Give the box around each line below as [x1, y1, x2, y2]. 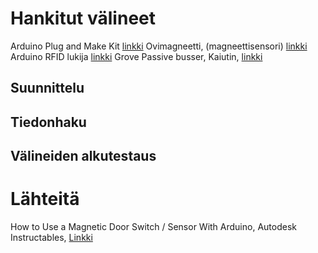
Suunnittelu [10, 80, 85, 97]
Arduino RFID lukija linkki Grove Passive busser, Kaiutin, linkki [10, 50, 263, 62]
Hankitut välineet [10, 7, 156, 30]
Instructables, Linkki [10, 232, 93, 244]
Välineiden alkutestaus [10, 148, 157, 165]
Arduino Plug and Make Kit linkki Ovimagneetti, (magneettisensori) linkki [10, 40, 308, 52]
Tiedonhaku [10, 113, 87, 131]
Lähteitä [10, 188, 80, 211]
